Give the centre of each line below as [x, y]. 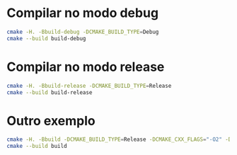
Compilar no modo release [86, 67]
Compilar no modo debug [83, 13]
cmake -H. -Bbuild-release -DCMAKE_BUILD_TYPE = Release [89, 86]
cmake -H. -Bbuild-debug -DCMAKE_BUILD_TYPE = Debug [83, 32]
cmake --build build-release [50, 92]
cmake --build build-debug [46, 38]
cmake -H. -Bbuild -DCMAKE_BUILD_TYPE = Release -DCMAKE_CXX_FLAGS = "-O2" [114, 139]
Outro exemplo [51, 121]
